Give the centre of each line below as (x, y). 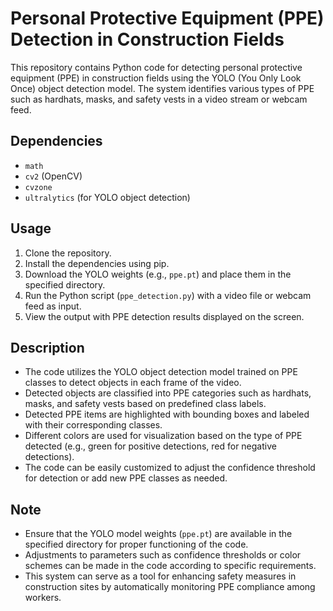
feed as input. (53, 306)
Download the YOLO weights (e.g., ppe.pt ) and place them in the (158, 274)
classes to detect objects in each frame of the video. (133, 383)
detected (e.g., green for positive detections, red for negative (150, 446)
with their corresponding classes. (93, 425)
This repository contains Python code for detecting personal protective (156, 67)
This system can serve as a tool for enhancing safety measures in (160, 576)
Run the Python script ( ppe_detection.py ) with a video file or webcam (168, 295)
